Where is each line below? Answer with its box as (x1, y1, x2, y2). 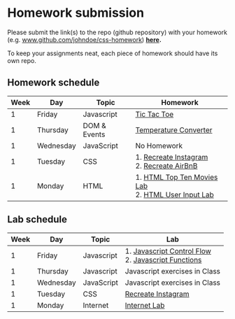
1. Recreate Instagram (135, 152, 208, 162)
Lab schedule (7, 213, 68, 225)
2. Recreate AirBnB (135, 161, 198, 171)
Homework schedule (7, 77, 100, 89)
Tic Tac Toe (135, 109, 174, 119)
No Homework (135, 141, 183, 150)
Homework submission (7, 5, 145, 21)
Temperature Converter (135, 125, 213, 134)
